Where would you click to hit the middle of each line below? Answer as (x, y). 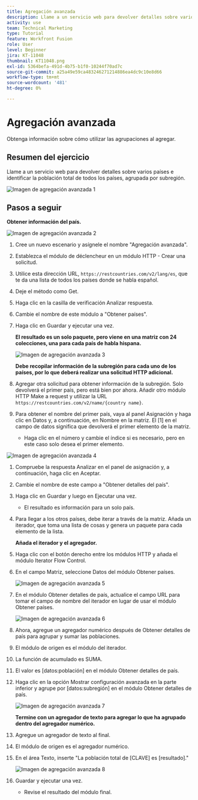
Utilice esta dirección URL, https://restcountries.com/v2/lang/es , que (101, 274)
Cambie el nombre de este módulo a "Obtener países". (81, 314)
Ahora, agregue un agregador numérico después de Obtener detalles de (103, 630)
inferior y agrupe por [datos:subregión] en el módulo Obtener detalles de (103, 688)
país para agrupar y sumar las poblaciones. (68, 636)
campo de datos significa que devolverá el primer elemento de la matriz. (103, 427)
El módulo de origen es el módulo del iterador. (71, 648)
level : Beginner (26, 50)
